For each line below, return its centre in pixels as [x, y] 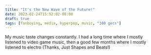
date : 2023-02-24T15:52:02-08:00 [39, 14]
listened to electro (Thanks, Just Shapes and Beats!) [58, 47]
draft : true [17, 18]
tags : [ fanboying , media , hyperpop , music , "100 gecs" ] [63, 23]
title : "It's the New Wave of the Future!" [50, 9]
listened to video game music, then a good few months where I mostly [76, 42]
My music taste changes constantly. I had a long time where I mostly [74, 37]
